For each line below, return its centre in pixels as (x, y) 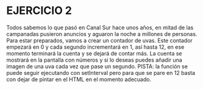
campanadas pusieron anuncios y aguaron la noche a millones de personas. (102, 34)
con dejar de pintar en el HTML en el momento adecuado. (79, 79)
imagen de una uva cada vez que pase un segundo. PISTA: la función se (97, 66)
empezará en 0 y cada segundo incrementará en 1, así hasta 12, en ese (95, 47)
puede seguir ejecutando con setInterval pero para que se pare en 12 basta (101, 73)
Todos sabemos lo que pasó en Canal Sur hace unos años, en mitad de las (100, 27)
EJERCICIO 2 (39, 11)
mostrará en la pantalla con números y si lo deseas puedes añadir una (94, 60)
